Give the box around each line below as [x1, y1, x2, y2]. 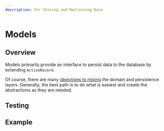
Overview [5, 48, 36, 57]
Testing [5, 101, 29, 110]
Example [5, 118, 33, 127]
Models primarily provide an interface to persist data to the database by [5, 62, 152, 67]
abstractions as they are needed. [5, 87, 73, 93]
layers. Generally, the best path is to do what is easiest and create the [5, 81, 148, 87]
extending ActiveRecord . [5, 66, 55, 72]
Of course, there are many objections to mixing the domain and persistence [5, 76, 160, 82]
